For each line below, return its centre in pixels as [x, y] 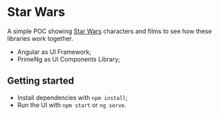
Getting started [41, 81]
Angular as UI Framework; [54, 52]
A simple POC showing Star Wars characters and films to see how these [109, 31]
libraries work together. [40, 38]
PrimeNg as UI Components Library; [69, 59]
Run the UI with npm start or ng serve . [72, 105]
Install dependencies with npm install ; [72, 97]
